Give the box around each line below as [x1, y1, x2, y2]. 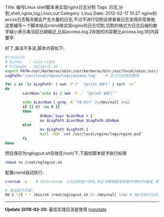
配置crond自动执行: [5, 169, 44, 175]
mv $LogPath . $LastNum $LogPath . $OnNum [40, 118, 119, 123]
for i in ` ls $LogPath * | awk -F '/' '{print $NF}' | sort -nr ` [5, 82, 137, 87]
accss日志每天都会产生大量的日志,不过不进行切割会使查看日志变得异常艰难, [5, 17, 156, 22]
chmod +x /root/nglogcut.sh [5, 160, 62, 165]
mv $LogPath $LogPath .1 [40, 127, 89, 132]
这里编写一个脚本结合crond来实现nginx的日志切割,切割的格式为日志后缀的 [5, 22, 153, 28]
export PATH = [5, 68, 32, 73]
